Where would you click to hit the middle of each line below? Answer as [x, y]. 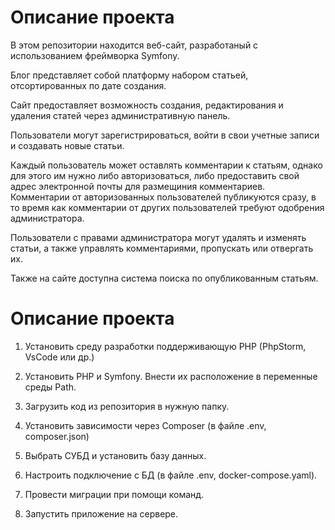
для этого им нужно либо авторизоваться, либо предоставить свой [155, 175]
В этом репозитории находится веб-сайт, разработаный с [134, 45]
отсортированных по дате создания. [88, 85]
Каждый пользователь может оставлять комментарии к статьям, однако [166, 165]
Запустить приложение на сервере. [101, 513]
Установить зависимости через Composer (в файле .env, [145, 425]
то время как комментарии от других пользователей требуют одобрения [167, 207]
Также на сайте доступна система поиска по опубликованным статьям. [164, 278]
